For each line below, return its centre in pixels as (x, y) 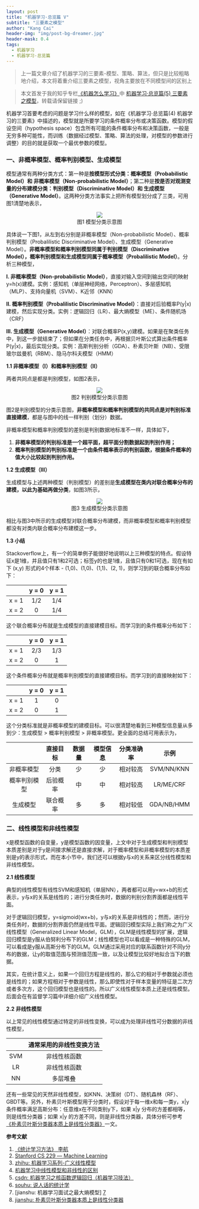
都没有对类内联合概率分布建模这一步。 (53, 528)
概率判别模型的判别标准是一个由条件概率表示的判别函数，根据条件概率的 (103, 449)
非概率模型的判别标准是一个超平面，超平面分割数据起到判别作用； (95, 442)
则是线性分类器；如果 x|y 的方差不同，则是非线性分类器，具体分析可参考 (94, 1117)
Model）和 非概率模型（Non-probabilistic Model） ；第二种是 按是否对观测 (96, 181)
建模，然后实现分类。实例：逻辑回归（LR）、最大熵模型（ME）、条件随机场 (96, 311)
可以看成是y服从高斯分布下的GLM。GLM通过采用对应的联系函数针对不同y (96, 947)
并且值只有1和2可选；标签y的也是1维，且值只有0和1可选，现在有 (110, 561)
